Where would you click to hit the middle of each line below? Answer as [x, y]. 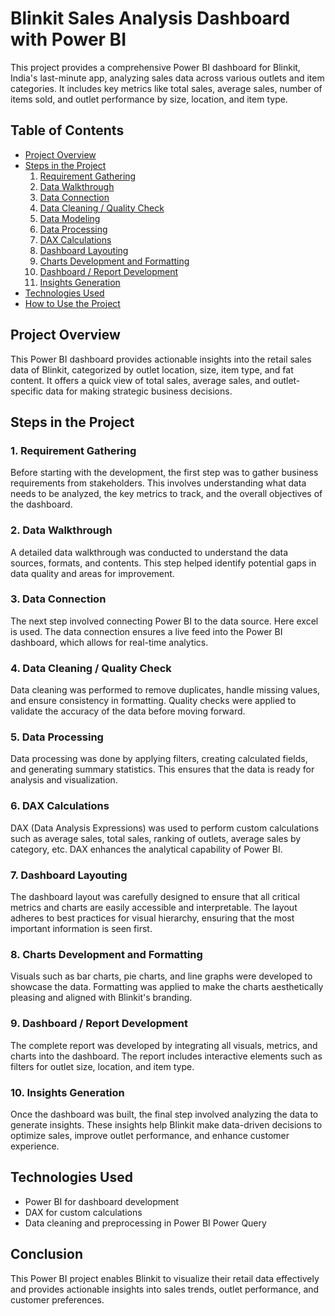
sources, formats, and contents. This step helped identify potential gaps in [163, 563]
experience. [35, 1146]
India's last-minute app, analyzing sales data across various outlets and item [167, 78]
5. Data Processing [57, 737]
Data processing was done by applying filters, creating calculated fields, [159, 759]
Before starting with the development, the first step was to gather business [164, 473]
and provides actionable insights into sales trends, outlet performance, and [165, 1289]
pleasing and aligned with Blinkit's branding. [101, 998]
